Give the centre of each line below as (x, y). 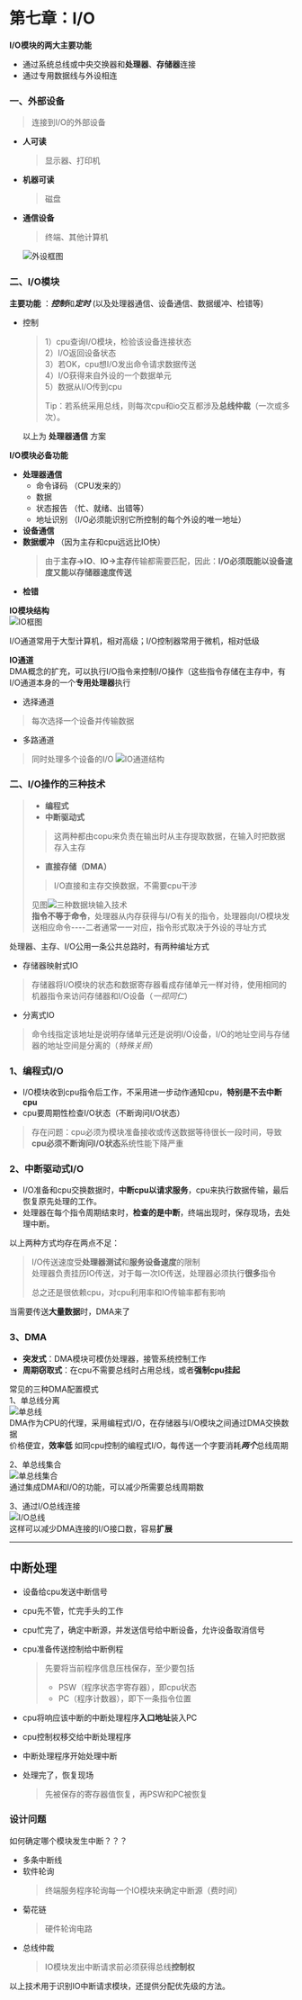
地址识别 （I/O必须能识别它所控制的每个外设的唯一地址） (141, 519)
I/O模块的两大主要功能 (51, 45)
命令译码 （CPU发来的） (81, 485)
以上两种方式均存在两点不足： (64, 1243)
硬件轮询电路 (68, 1928)
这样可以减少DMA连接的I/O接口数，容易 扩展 (91, 1528)
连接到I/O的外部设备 (68, 122)
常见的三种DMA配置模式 (54, 1389)
